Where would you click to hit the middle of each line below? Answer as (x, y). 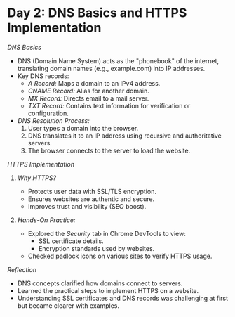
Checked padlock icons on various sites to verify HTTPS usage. (120, 256)
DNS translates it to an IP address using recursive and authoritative (125, 136)
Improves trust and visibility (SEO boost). (87, 206)
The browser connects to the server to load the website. (109, 150)
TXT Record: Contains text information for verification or (109, 105)
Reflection (22, 269)
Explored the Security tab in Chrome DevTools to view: (107, 233)
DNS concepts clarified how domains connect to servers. (100, 283)
